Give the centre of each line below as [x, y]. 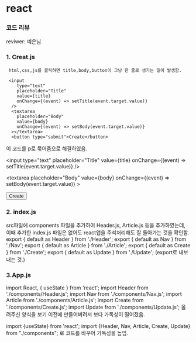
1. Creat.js [20, 57]
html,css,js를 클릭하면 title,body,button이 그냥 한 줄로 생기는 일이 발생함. [95, 70]
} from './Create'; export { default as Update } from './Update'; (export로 [92, 253]
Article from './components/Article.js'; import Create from [75, 300]
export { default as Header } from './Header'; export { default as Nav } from [96, 239]
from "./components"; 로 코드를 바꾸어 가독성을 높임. [67, 333]
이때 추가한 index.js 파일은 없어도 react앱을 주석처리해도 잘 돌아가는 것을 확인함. [98, 233]
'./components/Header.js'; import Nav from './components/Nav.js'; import [94, 294]
